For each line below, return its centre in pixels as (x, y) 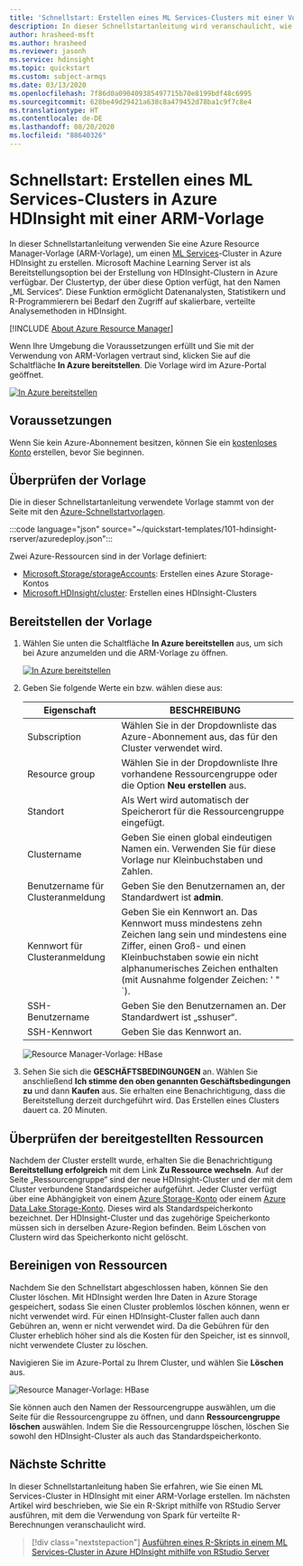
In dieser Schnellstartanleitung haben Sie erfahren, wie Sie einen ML (137, 1486)
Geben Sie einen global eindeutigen (197, 837)
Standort (46, 812)
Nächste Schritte (58, 1464)
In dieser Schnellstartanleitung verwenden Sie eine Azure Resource (134, 243)
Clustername (54, 854)
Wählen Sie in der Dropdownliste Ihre (199, 763)
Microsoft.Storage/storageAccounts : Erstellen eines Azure (130, 574)
